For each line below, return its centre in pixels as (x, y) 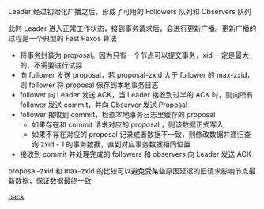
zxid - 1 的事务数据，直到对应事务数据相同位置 (116, 144)
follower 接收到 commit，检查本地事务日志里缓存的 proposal (117, 114)
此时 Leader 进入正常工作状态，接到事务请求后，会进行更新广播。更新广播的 (132, 28)
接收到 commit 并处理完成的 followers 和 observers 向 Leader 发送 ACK (135, 154)
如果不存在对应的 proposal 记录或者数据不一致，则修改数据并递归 (138, 134)
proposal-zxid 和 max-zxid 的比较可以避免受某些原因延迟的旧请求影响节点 (128, 171)
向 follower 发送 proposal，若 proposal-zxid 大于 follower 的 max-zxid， (137, 75)
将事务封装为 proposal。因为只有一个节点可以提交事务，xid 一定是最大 (134, 55)
